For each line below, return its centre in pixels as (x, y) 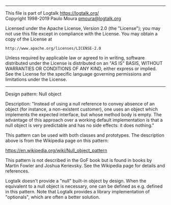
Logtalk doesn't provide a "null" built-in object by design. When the (76, 181)
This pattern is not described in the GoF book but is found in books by (79, 160)
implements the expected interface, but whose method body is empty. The (83, 114)
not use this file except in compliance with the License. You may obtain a (81, 34)
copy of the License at (29, 39)
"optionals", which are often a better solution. (53, 197)
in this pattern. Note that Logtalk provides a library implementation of (78, 192)
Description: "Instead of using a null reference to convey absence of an (80, 104)
